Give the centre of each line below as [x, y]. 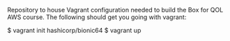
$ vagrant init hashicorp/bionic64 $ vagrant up [74, 30]
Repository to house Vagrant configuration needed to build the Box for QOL [115, 10]
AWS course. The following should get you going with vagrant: [97, 17]
